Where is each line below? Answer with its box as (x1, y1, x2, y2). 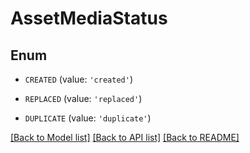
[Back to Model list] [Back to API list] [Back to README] (10, 132, 240, 143)
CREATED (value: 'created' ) (24, 73, 133, 85)
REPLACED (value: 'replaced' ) (24, 93, 143, 104)
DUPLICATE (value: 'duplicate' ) (24, 112, 152, 124)
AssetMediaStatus (10, 7, 168, 30)
